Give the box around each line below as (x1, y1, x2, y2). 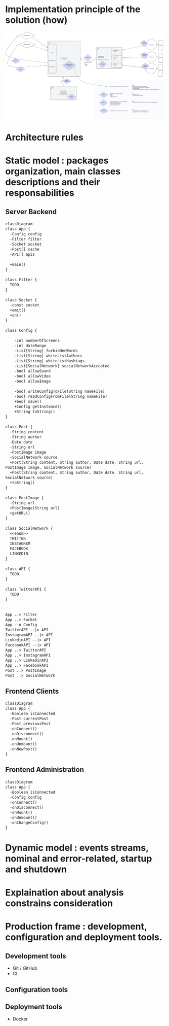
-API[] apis (10, 252, 35, 257)
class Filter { (5, 278, 37, 283)
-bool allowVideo (14, 374, 51, 379)
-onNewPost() (10, 747, 37, 752)
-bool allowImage (14, 379, 51, 384)
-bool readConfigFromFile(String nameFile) (14, 394, 108, 399)
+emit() (10, 308, 26, 313)
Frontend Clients (5, 687, 59, 696)
